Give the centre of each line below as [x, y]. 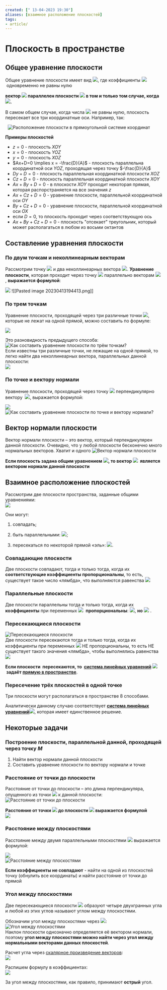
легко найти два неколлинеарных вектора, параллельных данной [76, 356]
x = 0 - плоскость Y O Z [37, 152]
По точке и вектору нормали [42, 380]
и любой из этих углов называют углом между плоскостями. [71, 911]
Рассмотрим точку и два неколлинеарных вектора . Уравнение [80, 269]
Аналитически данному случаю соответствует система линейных [77, 706]
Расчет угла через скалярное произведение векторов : [64, 952]
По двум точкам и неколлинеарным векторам [65, 258]
